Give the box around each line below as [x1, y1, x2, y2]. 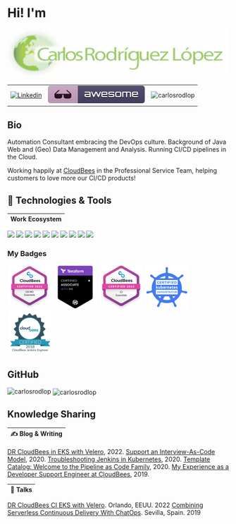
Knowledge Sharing [7, 408, 97, 420]
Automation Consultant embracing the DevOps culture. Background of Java [7, 138, 227, 146]
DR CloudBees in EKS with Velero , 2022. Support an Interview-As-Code [7, 447, 216, 456]
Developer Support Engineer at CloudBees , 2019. [7, 470, 150, 478]
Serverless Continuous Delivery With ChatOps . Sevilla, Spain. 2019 [7, 508, 201, 516]
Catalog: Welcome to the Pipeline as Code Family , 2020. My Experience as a [7, 462, 229, 470]
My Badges [7, 248, 47, 258]
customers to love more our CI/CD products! [7, 174, 136, 183]
